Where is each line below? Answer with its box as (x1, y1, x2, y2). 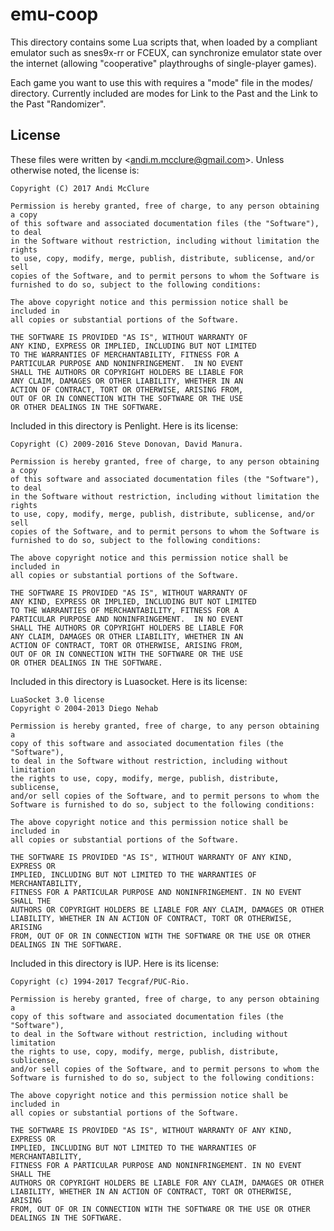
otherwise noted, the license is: (10, 164, 140, 176)
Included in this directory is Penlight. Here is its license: (10, 419, 239, 432)
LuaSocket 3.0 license (10, 694, 105, 705)
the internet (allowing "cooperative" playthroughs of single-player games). (10, 57, 317, 69)
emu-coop (10, 3, 99, 26)
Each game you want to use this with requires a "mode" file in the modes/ (10, 76, 313, 88)
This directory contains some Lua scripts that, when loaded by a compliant (10, 36, 318, 48)
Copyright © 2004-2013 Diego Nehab (10, 703, 159, 713)
